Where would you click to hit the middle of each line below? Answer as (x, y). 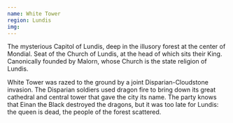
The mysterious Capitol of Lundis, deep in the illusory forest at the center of (116, 47)
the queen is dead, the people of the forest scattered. (84, 112)
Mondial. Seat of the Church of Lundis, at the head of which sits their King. (115, 54)
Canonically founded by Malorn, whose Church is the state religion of (107, 61)
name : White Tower (34, 14)
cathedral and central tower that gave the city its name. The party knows (112, 97)
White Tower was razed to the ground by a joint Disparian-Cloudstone (108, 82)
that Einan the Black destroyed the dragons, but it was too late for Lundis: (113, 105)
